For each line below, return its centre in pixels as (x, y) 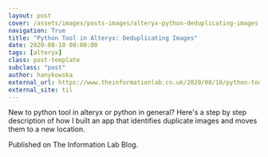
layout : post (30, 16)
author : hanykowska (41, 75)
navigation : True (37, 30)
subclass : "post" (37, 68)
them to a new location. (47, 129)
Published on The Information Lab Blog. (73, 145)
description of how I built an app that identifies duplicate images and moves (133, 121)
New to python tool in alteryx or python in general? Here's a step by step (128, 112)
